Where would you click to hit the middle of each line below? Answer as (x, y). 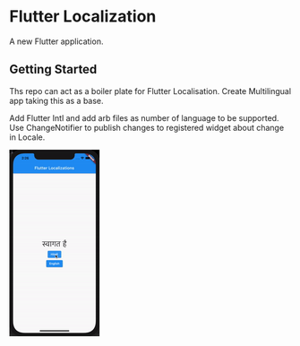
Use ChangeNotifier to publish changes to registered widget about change (147, 127)
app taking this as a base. (57, 100)
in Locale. (27, 137)
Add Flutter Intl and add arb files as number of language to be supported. (144, 117)
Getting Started (53, 69)
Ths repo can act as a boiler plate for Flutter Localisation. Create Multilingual (150, 91)
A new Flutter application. (56, 41)
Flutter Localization (83, 17)
